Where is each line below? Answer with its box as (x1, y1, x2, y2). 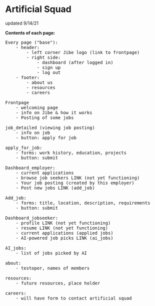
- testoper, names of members (15, 265, 90, 271)
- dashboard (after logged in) (36, 59, 113, 65)
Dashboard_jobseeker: (5, 215, 58, 221)
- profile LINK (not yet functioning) (15, 220, 111, 226)
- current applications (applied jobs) (15, 230, 113, 236)
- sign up (36, 64, 61, 70)
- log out (36, 69, 61, 75)
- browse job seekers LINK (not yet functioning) (15, 175, 140, 181)
